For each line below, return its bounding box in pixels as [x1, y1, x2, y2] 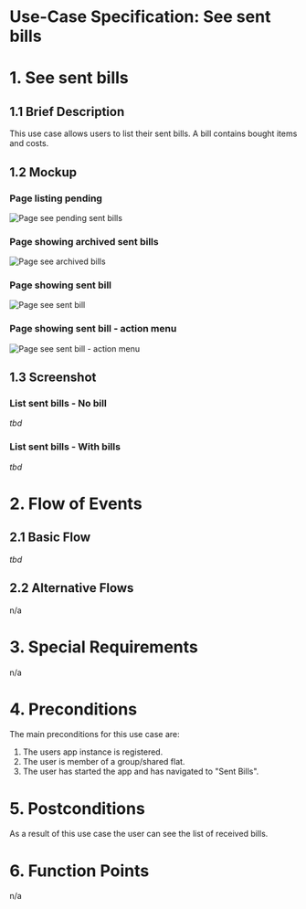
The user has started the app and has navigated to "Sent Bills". [22, 766, 259, 777]
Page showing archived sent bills [9, 235, 159, 248]
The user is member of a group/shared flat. [22, 756, 185, 767]
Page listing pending [9, 192, 103, 205]
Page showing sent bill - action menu [9, 322, 177, 335]
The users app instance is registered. [22, 746, 164, 757]
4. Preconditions [9, 699, 138, 719]
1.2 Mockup [9, 164, 78, 180]
